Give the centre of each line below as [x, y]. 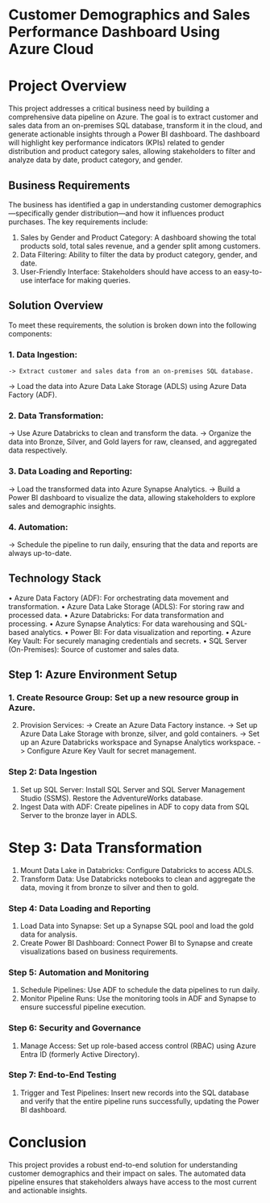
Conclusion [48, 1142]
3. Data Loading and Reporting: [71, 471]
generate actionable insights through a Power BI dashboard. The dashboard [134, 134]
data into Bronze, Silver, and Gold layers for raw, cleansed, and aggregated [133, 442]
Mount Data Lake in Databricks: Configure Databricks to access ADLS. [137, 870]
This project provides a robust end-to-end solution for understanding [123, 1164]
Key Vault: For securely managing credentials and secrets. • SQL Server [128, 641]
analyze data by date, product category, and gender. [96, 160]
